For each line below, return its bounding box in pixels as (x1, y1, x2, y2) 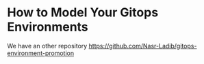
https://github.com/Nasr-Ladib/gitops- (88, 42, 197, 50)
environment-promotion (7, 49, 74, 57)
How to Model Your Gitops (7, 5, 159, 20)
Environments (7, 19, 89, 35)
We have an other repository (7, 42, 88, 50)
